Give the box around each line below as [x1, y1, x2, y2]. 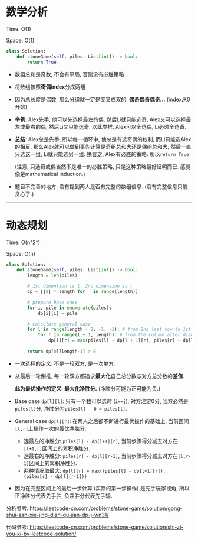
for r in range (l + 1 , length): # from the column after [37, 332, 181, 338]
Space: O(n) [6, 250, 35, 257]
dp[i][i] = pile [37, 310, 78, 316]
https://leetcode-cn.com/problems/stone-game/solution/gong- [29, 505, 183, 512]
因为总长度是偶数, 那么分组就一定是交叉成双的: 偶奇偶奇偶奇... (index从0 [14, 96, 190, 103]
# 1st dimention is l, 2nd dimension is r [27, 283, 133, 290]
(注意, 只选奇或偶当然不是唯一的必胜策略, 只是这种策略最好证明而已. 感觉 [14, 163, 191, 170]
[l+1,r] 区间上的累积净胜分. [23, 444, 90, 452]
